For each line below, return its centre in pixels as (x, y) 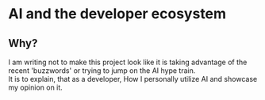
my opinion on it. (36, 87)
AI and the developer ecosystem (117, 14)
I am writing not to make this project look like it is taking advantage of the (128, 62)
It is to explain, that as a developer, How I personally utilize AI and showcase (133, 79)
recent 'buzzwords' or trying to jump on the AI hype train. (102, 71)
